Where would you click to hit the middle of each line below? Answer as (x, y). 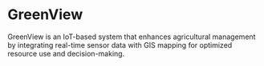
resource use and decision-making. (66, 53)
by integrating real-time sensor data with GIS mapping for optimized (120, 45)
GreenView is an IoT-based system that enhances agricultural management (132, 37)
